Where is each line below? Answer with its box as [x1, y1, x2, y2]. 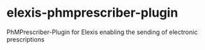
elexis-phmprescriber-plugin [6, 5, 179, 21]
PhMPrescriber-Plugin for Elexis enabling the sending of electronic [6, 28, 198, 36]
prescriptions [6, 35, 45, 43]
